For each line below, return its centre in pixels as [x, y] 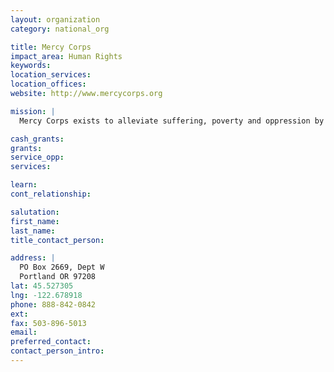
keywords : [31, 66]
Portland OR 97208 [58, 277]
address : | [33, 258]
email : [24, 332]
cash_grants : [37, 139]
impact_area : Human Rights [66, 56]
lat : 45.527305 [42, 286]
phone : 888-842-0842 [53, 304]
